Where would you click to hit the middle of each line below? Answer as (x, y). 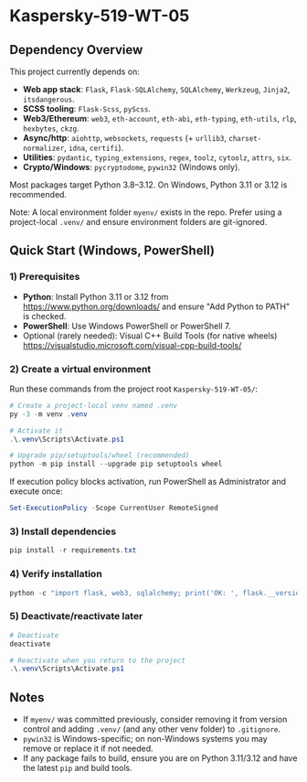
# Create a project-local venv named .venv (94, 405)
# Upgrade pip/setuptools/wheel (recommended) (100, 455)
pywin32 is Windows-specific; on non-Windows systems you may (145, 739)
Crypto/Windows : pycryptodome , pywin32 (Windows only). (131, 167)
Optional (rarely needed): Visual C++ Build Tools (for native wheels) (150, 336)
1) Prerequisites (45, 277)
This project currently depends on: (74, 71)
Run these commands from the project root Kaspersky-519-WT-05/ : (134, 389)
